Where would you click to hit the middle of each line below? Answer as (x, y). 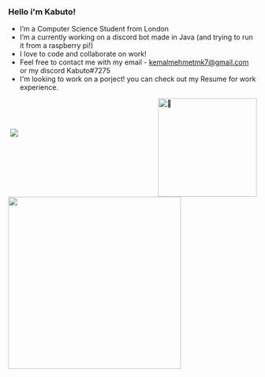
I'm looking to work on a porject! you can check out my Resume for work (138, 79)
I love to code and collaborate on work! (83, 54)
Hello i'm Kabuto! (42, 12)
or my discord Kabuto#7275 (65, 71)
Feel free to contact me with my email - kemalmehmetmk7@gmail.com (134, 62)
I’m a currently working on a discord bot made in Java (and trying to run (136, 37)
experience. (39, 87)
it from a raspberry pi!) (56, 46)
